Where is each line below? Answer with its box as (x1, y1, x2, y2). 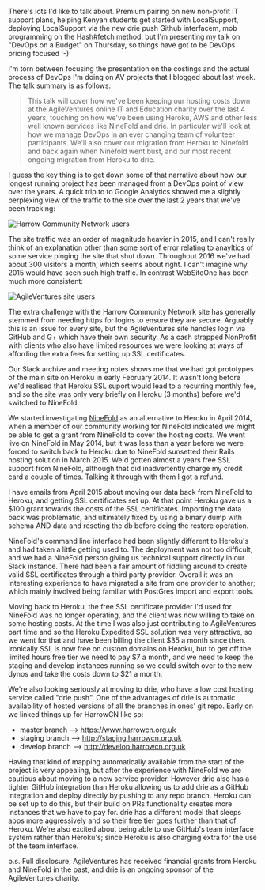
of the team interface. (8, 841, 79, 850)
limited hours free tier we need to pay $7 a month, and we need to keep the (8, 652, 254, 662)
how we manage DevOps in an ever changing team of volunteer (27, 130, 236, 139)
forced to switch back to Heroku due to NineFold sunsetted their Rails (8, 447, 235, 456)
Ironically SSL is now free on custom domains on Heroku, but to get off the (8, 644, 252, 653)
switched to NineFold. (8, 398, 79, 407)
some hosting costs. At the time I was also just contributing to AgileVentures (8, 619, 256, 628)
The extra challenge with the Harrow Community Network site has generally (8, 307, 256, 316)
